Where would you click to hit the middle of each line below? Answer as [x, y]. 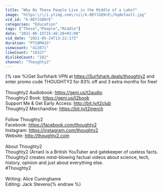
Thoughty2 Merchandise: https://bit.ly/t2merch [54, 109]
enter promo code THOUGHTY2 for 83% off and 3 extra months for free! [81, 82]
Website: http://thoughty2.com [37, 136]
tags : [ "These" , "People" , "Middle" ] [43, 29]
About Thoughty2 [24, 147]
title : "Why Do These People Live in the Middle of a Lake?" [71, 10]
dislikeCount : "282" [27, 57]
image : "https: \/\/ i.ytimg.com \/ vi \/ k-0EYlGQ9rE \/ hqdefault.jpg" [76, 15]
